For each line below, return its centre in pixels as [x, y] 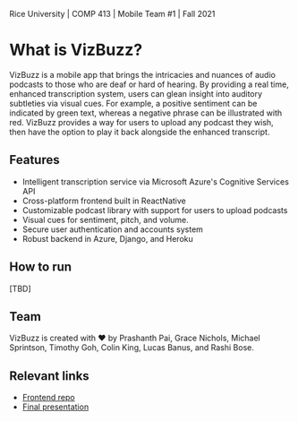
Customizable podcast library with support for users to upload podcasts [155, 210]
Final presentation [55, 407]
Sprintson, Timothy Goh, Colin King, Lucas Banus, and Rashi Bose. [132, 348]
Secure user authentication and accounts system [113, 229]
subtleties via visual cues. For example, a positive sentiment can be [133, 103]
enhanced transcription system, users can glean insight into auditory [136, 93]
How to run [41, 267]
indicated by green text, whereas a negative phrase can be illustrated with [146, 113]
